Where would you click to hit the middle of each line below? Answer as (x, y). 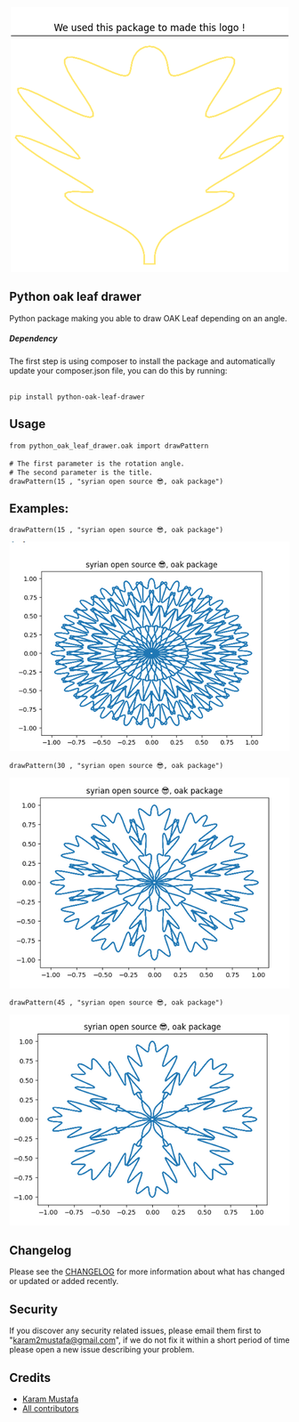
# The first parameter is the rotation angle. (97, 464)
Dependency (33, 339)
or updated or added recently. (64, 1281)
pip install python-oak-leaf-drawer (77, 397)
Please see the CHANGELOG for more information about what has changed (147, 1272)
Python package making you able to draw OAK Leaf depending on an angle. (148, 318)
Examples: (39, 509)
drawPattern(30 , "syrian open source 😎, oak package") (117, 766)
